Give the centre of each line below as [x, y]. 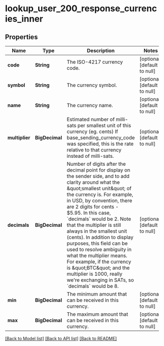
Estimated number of [91, 119]
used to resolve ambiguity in [99, 249]
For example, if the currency [99, 262]
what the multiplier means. [97, 256]
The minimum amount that [97, 294]
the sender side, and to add [98, 176]
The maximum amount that [97, 314]
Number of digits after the [96, 164]
